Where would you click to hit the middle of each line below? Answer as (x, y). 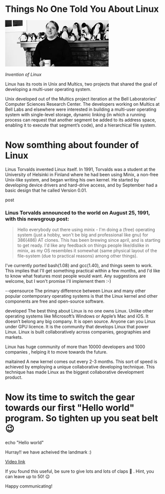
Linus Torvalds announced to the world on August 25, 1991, (78, 213)
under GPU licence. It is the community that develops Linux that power (77, 327)
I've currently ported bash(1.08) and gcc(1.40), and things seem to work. (79, 266)
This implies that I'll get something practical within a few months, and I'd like (83, 271)
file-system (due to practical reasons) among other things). (77, 256)
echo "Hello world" (24, 443)
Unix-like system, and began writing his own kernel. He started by (72, 180)
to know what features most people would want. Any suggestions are (76, 276)
